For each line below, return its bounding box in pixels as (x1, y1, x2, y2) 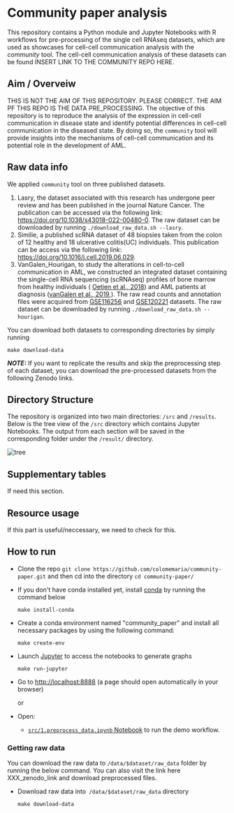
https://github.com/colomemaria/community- (93, 566, 222, 573)
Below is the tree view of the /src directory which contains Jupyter (7, 420, 200, 428)
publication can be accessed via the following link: (17, 208, 163, 217)
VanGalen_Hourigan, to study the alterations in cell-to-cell (17, 260, 185, 268)
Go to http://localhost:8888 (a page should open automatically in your (17, 677, 219, 686)
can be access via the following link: (17, 245, 122, 254)
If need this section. (7, 487, 64, 495)
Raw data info (7, 161, 68, 173)
